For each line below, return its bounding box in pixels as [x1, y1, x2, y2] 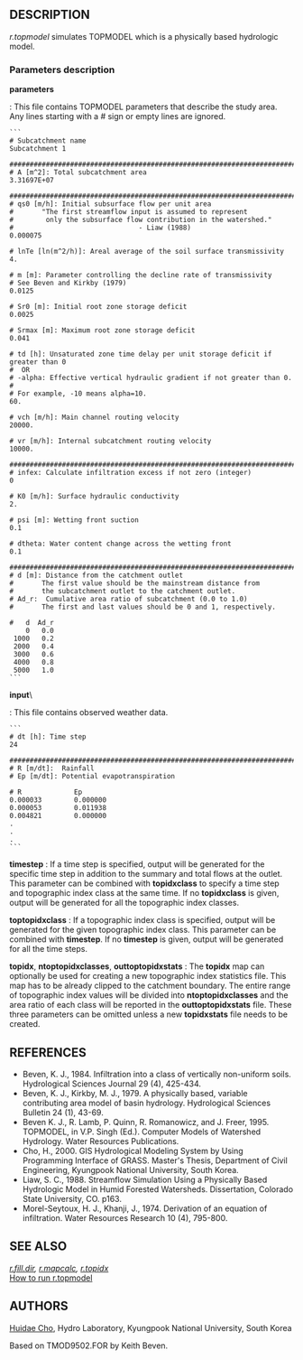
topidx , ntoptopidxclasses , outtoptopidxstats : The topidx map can [9, 961, 265, 972]
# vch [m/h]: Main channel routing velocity [9, 413, 179, 423]
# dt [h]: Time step [9, 732, 87, 741]
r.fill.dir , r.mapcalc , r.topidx [9, 1262, 109, 1273]
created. [9, 1019, 41, 1029]
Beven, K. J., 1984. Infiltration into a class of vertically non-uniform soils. [22, 1068, 291, 1079]
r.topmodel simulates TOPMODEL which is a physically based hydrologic [9, 31, 279, 42]
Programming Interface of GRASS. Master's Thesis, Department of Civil [22, 1155, 289, 1166]
